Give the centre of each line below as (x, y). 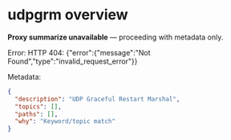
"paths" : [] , (36, 114)
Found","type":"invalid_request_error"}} (73, 61)
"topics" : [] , (38, 106)
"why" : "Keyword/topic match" (65, 121)
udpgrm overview (68, 15)
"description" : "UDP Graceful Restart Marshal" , (97, 99)
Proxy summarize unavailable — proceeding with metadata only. (115, 37)
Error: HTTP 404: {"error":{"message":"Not (79, 52)
